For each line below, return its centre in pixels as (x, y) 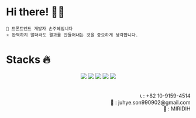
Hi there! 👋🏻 (35, 12)
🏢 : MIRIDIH (177, 109)
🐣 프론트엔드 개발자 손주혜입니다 (39, 29)
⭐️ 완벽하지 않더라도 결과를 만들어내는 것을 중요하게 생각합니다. (72, 35)
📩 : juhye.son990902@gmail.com (150, 102)
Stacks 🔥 (28, 60)
